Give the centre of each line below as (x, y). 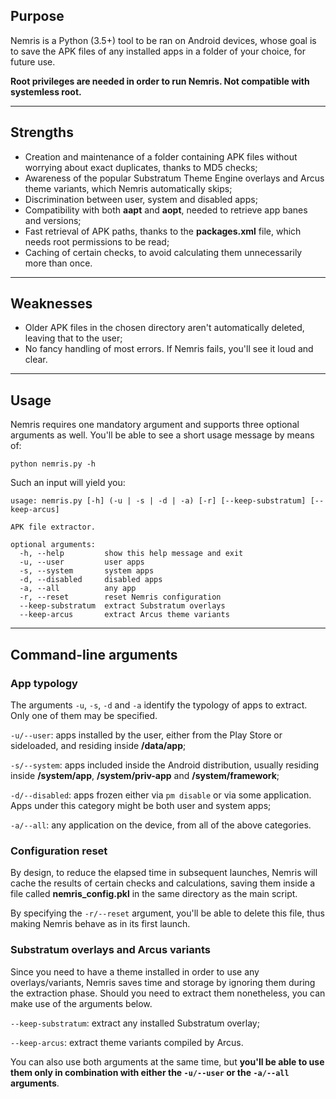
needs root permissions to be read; (97, 241)
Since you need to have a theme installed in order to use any (135, 971)
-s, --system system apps (87, 571)
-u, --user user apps (82, 562)
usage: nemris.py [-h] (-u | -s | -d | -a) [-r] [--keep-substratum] (158, 501)
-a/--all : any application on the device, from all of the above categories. (161, 825)
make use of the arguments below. (81, 1003)
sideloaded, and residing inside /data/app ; (98, 745)
